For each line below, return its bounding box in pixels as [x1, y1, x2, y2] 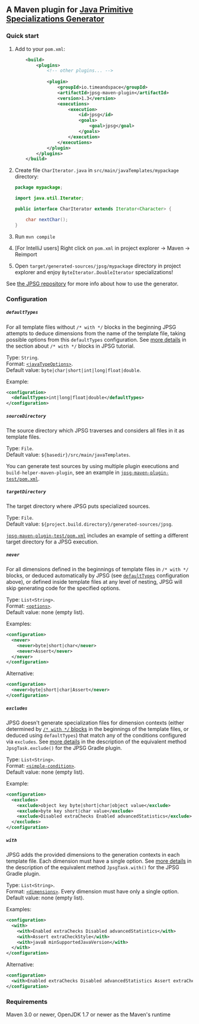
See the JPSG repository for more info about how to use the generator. [6, 280, 179, 287]
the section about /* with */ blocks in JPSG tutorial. [6, 342, 135, 349]
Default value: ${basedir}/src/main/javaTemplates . [6, 451, 131, 459]
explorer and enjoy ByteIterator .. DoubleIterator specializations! [14, 268, 174, 275]
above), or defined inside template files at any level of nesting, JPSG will [6, 578, 182, 586]
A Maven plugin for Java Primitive [6, 5, 133, 15]
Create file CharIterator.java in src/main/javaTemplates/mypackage [14, 167, 179, 174]
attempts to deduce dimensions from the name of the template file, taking [6, 329, 186, 337]
